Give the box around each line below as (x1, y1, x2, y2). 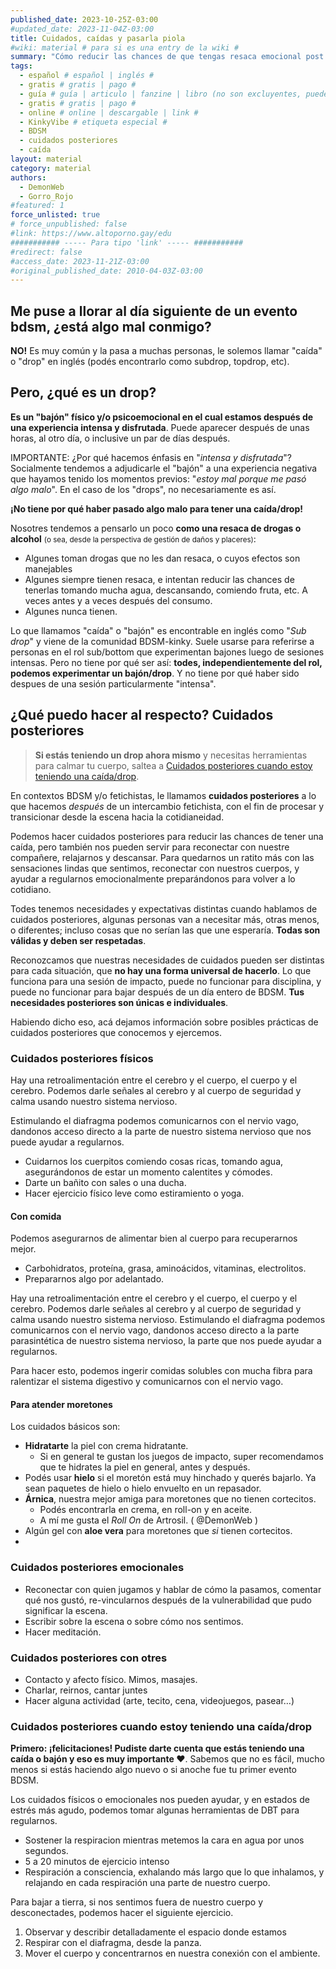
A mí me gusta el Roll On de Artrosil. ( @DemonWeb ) (39, 1514, 259, 1526)
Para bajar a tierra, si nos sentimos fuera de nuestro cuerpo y (10, 1896, 264, 1908)
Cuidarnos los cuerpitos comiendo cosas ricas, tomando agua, (24, 1155, 284, 1167)
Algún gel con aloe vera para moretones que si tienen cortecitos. (24, 1525, 293, 1537)
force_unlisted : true (10, 210, 101, 220)
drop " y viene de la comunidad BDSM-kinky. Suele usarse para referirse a (10, 635, 315, 647)
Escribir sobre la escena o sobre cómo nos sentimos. (24, 1615, 244, 1627)
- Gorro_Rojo (19, 191, 74, 201)
